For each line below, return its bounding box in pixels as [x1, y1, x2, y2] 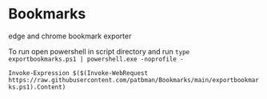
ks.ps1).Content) [8, 83, 66, 91]
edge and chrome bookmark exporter [8, 31, 132, 41]
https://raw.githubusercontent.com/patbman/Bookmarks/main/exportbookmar [8, 76, 260, 84]
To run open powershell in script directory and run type [8, 46, 190, 56]
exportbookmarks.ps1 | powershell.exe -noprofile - [8, 55, 184, 63]
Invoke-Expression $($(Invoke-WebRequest [8, 69, 149, 77]
